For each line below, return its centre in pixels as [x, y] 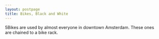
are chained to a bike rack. [32, 32]
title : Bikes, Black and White [37, 14]
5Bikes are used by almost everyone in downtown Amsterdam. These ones [79, 27]
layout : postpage [23, 9]
